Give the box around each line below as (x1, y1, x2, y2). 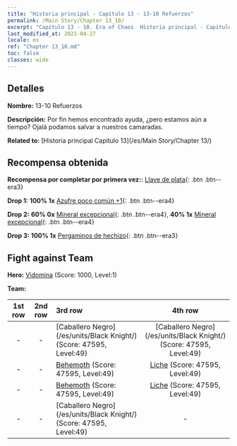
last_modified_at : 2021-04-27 (7, 30, 97, 37)
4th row (171, 305, 199, 315)
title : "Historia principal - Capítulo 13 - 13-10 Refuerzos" (7, 10, 194, 18)
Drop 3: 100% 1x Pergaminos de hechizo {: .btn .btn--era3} (7, 231, 178, 240)
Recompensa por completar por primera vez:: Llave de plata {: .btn (7, 175, 203, 184)
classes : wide (7, 57, 49, 64)
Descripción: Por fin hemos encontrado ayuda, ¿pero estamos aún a (7, 115, 207, 124)
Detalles (7, 83, 44, 95)
